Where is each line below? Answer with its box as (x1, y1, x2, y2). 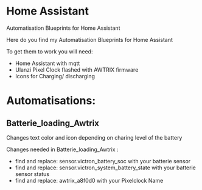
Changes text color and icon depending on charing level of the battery (6, 134, 183, 141)
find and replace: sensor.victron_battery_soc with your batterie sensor (15, 157, 191, 165)
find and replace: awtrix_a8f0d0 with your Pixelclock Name (15, 177, 164, 184)
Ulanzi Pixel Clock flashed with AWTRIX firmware (15, 66, 139, 73)
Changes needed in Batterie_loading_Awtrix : (6, 146, 119, 153)
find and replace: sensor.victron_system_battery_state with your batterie (15, 164, 196, 171)
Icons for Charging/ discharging (15, 72, 96, 80)
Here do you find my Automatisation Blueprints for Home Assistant (6, 36, 173, 43)
